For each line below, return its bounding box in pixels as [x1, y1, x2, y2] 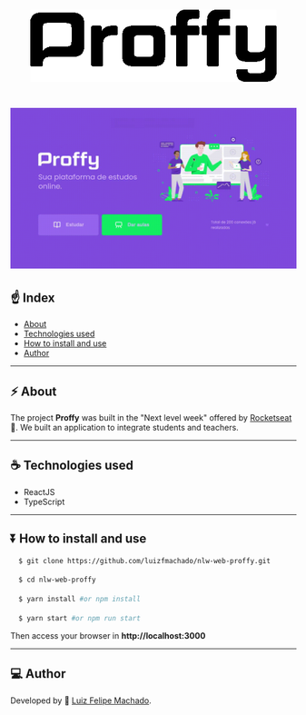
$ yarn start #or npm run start [18, 613, 142, 622]
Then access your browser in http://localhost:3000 [10, 630, 206, 641]
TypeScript [23, 496, 65, 507]
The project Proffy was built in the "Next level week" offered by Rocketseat [10, 412, 292, 422]
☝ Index [10, 290, 55, 305]
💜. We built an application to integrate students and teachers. [10, 422, 239, 432]
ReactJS [23, 486, 55, 497]
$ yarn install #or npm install [18, 595, 142, 604]
